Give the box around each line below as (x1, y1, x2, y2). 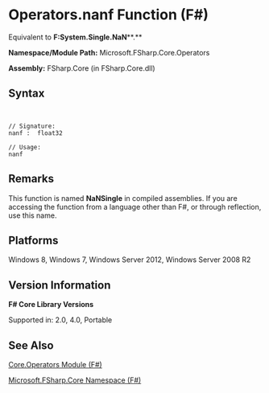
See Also (8, 338, 54, 352)
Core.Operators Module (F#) (8, 360, 102, 369)
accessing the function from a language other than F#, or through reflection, (8, 202, 262, 211)
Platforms (8, 233, 59, 247)
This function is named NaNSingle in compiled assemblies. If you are (8, 193, 238, 203)
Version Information (8, 278, 111, 292)
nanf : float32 (8, 129, 63, 137)
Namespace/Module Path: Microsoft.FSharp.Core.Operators (8, 47, 210, 57)
